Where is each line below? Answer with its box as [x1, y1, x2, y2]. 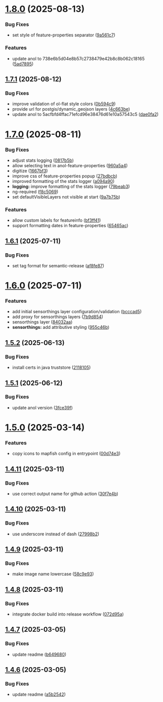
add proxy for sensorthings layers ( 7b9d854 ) [12, 314, 104, 320]
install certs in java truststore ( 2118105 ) [12, 365, 91, 371]
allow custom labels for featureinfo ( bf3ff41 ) [12, 217, 101, 223]
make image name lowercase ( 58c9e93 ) [12, 571, 94, 577]
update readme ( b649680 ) [12, 651, 67, 657]
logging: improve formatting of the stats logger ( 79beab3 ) [12, 183, 130, 189]
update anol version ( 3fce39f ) [12, 405, 73, 410]
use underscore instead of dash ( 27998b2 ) [12, 531, 100, 537]
